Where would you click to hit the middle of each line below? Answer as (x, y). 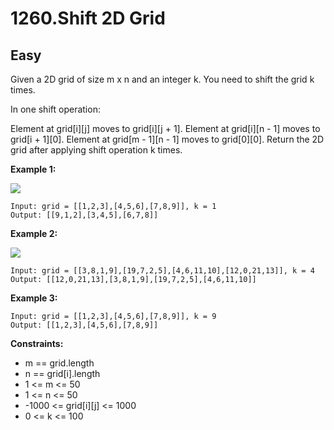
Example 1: (33, 169)
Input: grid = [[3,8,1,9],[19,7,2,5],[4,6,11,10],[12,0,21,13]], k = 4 (162, 271)
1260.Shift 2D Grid (88, 18)
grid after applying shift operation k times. (96, 150)
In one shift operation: (55, 109)
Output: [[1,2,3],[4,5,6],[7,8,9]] (84, 325)
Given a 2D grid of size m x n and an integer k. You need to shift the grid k (162, 79)
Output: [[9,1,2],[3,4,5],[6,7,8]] (84, 215)
